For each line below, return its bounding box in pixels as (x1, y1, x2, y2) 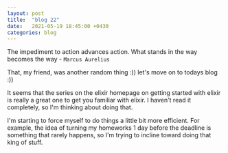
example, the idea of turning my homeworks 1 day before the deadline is (7, 124, 212, 132)
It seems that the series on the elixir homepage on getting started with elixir (7, 89, 221, 97)
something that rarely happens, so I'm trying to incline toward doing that (7, 131, 212, 139)
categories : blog (7, 29, 57, 36)
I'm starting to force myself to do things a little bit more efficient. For (7, 117, 201, 125)
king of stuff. (7, 138, 43, 147)
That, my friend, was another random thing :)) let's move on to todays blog (7, 68, 218, 76)
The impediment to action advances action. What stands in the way (7, 48, 198, 56)
